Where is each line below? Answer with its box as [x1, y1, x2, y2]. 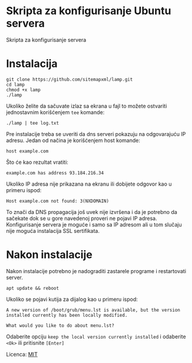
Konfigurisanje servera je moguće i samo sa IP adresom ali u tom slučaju [6, 221, 182, 228]
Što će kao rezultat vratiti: [6, 158, 69, 166]
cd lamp [6, 82, 25, 87]
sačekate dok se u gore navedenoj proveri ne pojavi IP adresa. [6, 215, 157, 222]
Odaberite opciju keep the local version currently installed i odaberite [6, 333, 187, 340]
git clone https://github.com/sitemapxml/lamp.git [6, 76, 133, 82]
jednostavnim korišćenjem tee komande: [6, 108, 105, 116]
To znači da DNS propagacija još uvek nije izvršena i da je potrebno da [6, 208, 178, 215]
